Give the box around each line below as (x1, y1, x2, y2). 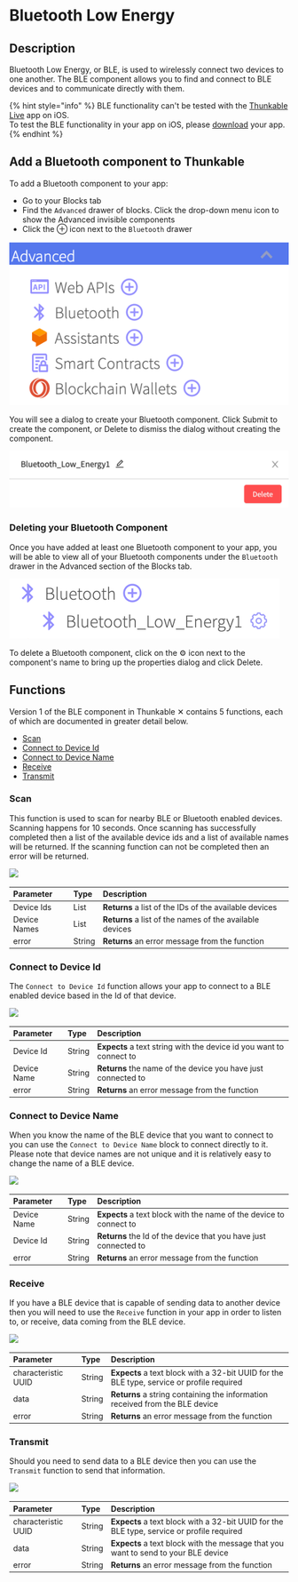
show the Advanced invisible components (21, 214, 176, 225)
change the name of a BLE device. (9, 1157, 135, 1169)
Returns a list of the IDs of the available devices (102, 901, 278, 912)
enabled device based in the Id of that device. (9, 990, 176, 1001)
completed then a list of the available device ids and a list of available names (9, 832, 289, 843)
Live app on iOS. (9, 110, 69, 120)
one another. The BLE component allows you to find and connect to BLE (9, 74, 272, 84)
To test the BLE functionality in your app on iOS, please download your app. (9, 119, 286, 130)
